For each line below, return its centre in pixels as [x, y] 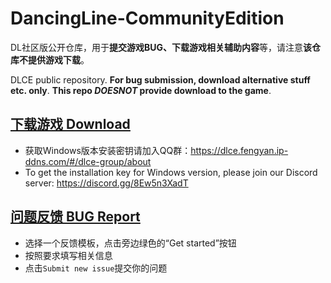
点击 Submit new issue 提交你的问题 [96, 268]
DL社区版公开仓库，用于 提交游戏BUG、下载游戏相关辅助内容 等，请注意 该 [161, 47]
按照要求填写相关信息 [68, 255]
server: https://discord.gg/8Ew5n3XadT [106, 183]
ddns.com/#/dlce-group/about [88, 161]
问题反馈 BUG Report [75, 217]
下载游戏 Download [70, 124]
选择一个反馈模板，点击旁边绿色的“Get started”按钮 [130, 243]
